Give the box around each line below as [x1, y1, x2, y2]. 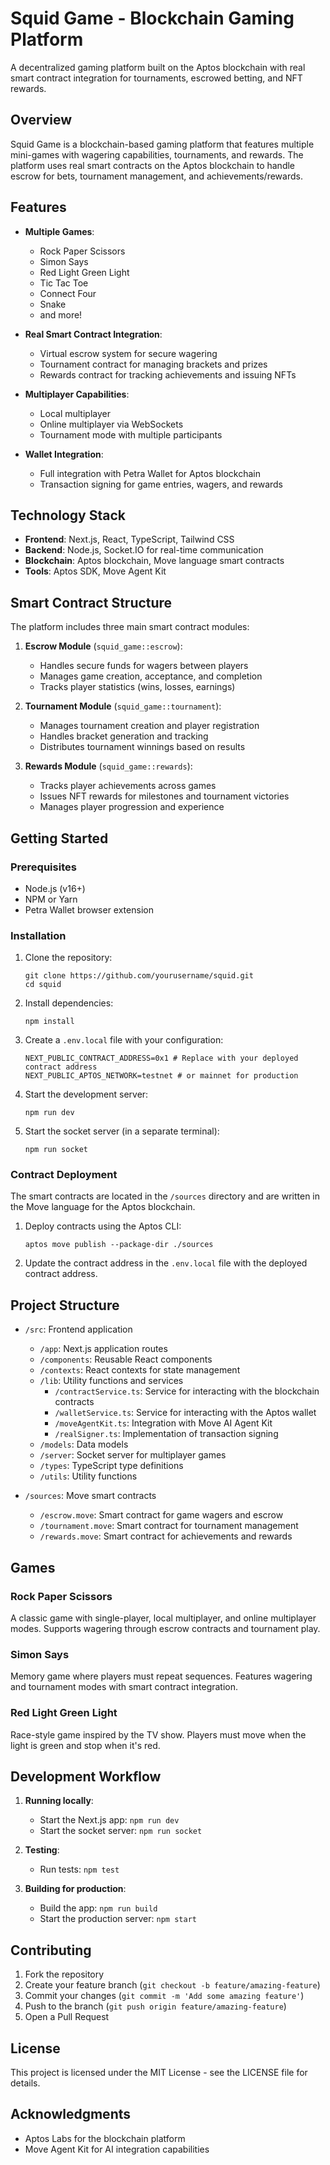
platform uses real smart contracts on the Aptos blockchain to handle [10, 159, 295, 171]
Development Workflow [10, 1768, 162, 1785]
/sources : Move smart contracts [24, 1490, 157, 1502]
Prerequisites [10, 860, 77, 874]
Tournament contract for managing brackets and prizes [39, 358, 268, 370]
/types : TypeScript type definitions [39, 1460, 184, 1472]
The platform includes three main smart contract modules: [10, 621, 250, 633]
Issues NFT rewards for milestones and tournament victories [39, 790, 290, 802]
